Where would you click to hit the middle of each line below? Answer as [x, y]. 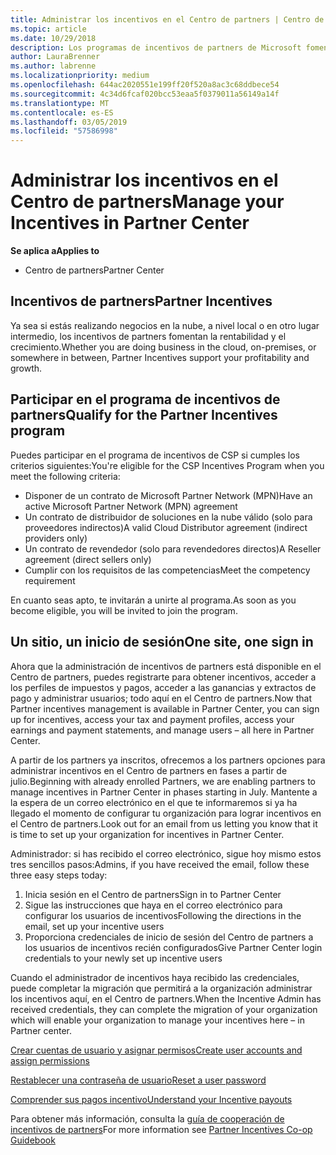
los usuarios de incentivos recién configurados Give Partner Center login [173, 947]
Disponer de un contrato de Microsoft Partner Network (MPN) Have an [168, 495]
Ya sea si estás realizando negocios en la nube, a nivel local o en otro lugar [165, 325]
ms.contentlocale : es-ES [62, 112]
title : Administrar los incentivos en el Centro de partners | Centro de [167, 19]
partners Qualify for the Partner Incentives [144, 415]
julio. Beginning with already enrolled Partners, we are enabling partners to [163, 781]
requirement [50, 580]
